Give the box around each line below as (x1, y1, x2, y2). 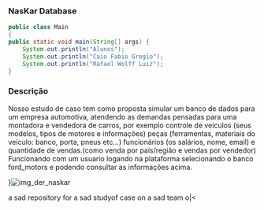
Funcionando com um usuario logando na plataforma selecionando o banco (8, 153, 254, 163)
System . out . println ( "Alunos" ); (22, 45, 125, 53)
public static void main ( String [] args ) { (8, 38, 150, 46)
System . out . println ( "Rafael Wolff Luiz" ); (22, 60, 164, 68)
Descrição (8, 86, 49, 97)
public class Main (8, 24, 69, 31)
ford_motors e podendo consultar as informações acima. (8, 162, 193, 171)
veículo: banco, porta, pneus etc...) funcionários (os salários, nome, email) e (8, 137, 255, 146)
